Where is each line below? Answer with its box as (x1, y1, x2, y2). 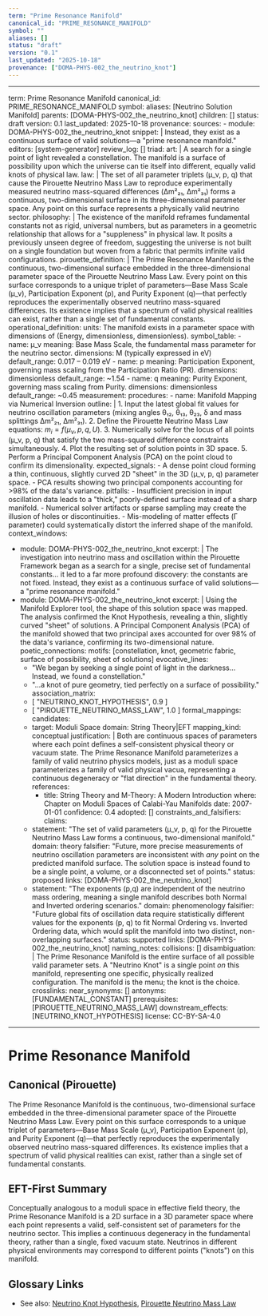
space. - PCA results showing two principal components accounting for (8, 477, 243, 487)
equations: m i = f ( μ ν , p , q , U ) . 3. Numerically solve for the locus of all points (8, 425, 255, 436)
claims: (43, 816, 68, 825)
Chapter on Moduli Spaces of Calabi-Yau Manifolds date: (43, 799, 231, 808)
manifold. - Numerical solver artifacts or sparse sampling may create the (8, 503, 247, 512)
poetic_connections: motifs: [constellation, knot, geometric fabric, (19, 645, 237, 656)
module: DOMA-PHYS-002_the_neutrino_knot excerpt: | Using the (19, 595, 238, 604)
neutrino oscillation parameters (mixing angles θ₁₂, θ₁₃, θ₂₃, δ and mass (8, 407, 242, 417)
